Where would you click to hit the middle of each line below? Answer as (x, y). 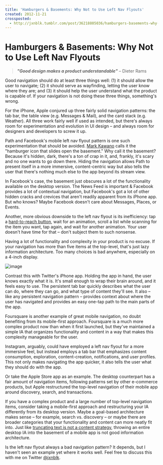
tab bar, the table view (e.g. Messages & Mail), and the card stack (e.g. (76, 116)
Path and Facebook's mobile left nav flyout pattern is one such (67, 141)
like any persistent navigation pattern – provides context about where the (78, 297)
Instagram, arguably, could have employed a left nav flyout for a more (74, 347)
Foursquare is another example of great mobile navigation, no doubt (73, 316)
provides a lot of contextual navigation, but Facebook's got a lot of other (77, 192)
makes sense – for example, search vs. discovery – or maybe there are (76, 417)
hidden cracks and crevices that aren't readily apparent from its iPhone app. (81, 197)
